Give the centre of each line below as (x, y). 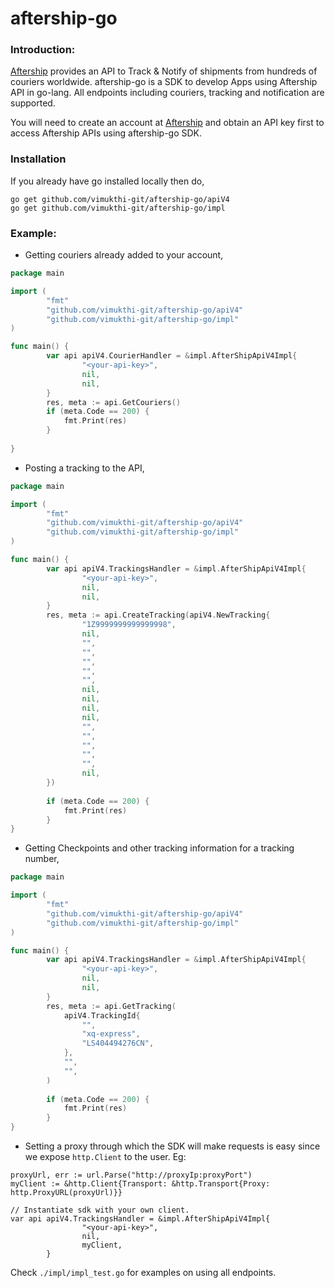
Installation (38, 159)
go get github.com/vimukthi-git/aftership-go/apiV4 (120, 199)
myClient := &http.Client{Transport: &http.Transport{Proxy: (140, 1184)
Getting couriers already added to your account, (124, 255)
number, (42, 859)
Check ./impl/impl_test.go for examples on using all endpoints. (143, 1273)
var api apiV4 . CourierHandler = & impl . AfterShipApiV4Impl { (172, 356)
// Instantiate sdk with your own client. (100, 1210)
